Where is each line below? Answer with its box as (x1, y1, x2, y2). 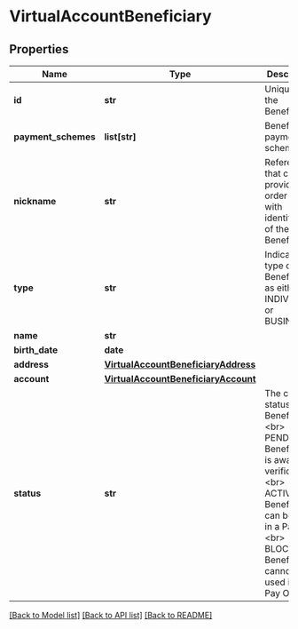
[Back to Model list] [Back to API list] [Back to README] (9, 610, 213, 620)
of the (264, 223, 290, 235)
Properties (9, 42, 69, 57)
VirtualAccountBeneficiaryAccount (104, 373, 256, 385)
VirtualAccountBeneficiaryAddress (104, 358, 256, 370)
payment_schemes (13, 131, 96, 143)
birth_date (13, 344, 59, 356)
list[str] (104, 131, 137, 143)
